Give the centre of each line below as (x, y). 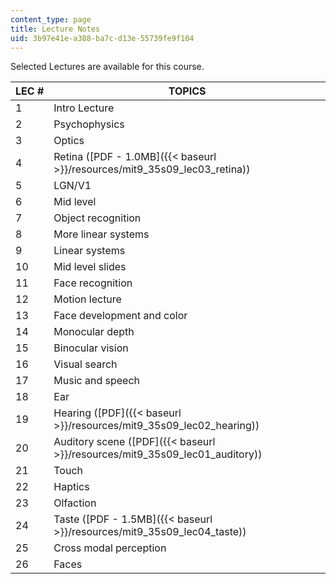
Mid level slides (90, 267)
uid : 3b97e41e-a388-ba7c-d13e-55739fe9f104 (102, 38)
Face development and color (120, 316)
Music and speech (96, 381)
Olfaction (75, 503)
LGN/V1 (72, 186)
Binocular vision (91, 348)
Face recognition (93, 283)
